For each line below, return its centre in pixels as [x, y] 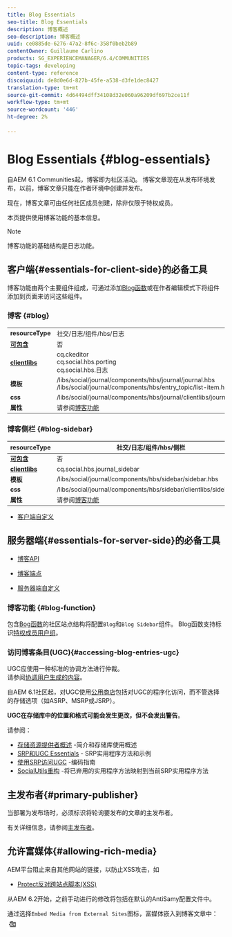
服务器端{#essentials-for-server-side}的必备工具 [114, 541]
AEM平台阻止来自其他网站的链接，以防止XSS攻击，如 [84, 869]
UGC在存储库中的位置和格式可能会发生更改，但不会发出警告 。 [96, 715]
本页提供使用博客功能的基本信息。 [56, 217]
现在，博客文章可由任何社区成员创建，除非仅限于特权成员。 [92, 203]
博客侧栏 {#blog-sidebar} [50, 429]
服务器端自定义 [38, 588]
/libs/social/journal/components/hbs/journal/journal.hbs [136, 380]
